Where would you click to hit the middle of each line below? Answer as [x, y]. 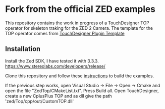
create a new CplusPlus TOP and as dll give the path [59, 96]
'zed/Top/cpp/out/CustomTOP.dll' [40, 101]
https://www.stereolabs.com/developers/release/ [55, 66]
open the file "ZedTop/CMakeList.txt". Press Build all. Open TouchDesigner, [82, 91]
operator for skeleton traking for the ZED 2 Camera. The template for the [79, 28]
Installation [23, 49]
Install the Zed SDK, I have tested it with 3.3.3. [52, 61]
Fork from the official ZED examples [80, 9]
